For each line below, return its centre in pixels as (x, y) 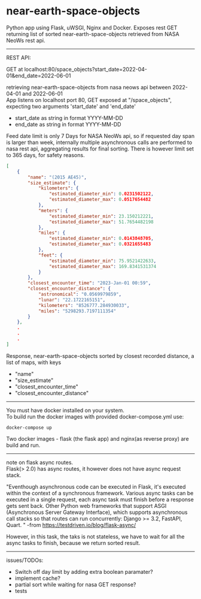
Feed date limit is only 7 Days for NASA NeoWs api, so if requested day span (100, 136)
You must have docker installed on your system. (65, 410)
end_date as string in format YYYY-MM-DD (68, 124)
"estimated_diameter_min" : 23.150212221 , (101, 216)
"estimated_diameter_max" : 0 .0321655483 (100, 244)
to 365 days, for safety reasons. (45, 155)
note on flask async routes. (40, 462)
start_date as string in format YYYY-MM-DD (69, 118)
